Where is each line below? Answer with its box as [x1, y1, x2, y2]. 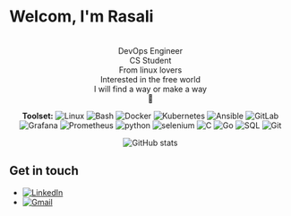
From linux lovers [118, 65, 183, 75]
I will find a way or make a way [93, 83, 208, 94]
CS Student [129, 55, 172, 65]
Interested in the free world [99, 73, 201, 84]
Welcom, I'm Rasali [9, 6, 154, 27]
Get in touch [9, 163, 79, 178]
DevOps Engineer [117, 45, 184, 56]
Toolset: [21, 110, 54, 121]
